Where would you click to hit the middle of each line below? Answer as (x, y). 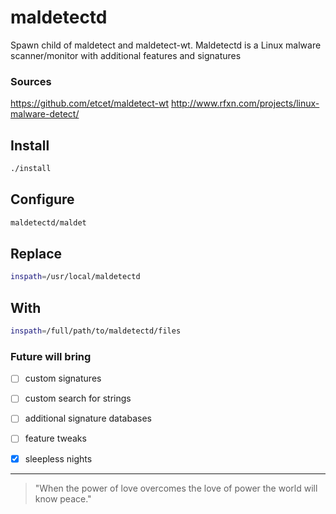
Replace (36, 254)
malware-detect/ (45, 114)
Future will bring (51, 356)
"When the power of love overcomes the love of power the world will (176, 488)
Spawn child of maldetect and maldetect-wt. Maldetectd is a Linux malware (166, 45)
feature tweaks (55, 438)
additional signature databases (88, 418)
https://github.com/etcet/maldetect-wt (89, 103)
